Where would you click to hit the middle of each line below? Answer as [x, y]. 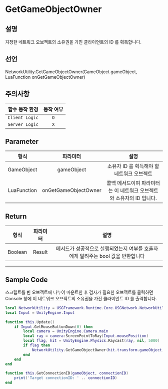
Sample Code [26, 279]
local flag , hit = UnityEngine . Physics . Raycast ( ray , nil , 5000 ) [91, 341]
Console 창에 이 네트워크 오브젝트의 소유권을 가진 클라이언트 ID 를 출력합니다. [81, 299]
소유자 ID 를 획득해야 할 [133, 166]
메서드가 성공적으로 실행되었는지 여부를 [99, 249]
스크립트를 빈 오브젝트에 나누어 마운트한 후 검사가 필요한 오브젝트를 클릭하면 [79, 292]
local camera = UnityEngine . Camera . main [66, 331]
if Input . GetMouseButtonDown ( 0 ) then [53, 327]
